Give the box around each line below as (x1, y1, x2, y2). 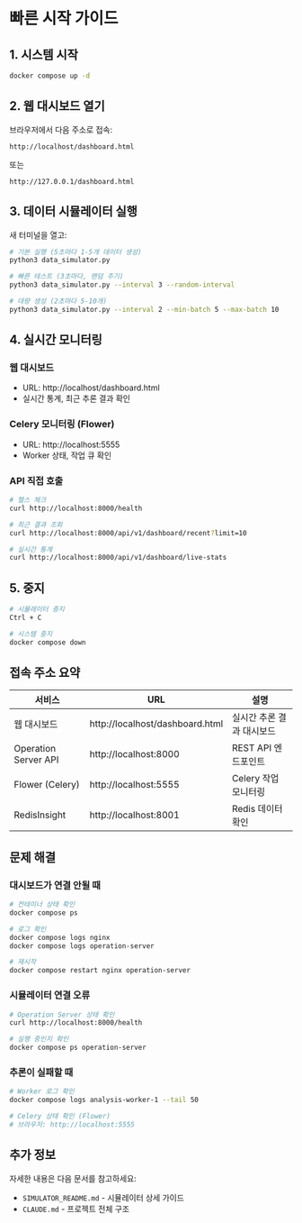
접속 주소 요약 (9, 664, 81, 680)
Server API (13, 753, 59, 766)
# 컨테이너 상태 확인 (9, 900, 75, 909)
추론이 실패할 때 (9, 1065, 74, 1078)
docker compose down (9, 637, 87, 647)
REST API (232, 742, 272, 754)
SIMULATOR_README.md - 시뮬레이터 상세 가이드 (22, 1191, 184, 1203)
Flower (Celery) (13, 779, 81, 791)
